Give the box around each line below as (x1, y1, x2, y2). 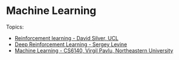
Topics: (6, 23, 24, 30)
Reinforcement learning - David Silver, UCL (14, 34, 119, 41)
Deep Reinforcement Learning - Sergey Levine (14, 41, 127, 48)
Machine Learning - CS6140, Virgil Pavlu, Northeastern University (14, 47, 174, 54)
